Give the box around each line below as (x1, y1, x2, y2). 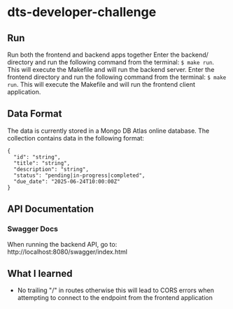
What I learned (7, 267, 73, 280)
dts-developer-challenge (7, 4, 157, 20)
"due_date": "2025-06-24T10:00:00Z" (13, 178, 120, 185)
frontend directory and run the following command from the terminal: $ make (7, 73, 227, 81)
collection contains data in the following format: (7, 134, 145, 142)
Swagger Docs (7, 224, 58, 234)
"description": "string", (13, 166, 90, 173)
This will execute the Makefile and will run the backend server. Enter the (7, 66, 215, 73)
